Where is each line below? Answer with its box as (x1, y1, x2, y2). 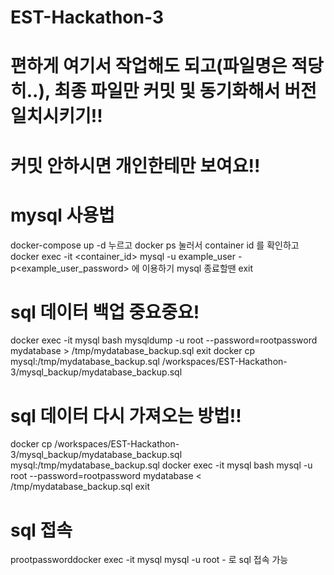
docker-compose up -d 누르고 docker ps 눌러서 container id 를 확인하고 (10, 239, 300, 251)
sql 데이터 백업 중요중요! (10, 301, 200, 323)
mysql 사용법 (10, 204, 115, 226)
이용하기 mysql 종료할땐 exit (141, 262, 254, 274)
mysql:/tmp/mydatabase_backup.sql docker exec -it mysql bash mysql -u (10, 459, 313, 471)
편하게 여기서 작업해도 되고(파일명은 (10, 55, 288, 78)
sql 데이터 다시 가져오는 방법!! (10, 404, 242, 427)
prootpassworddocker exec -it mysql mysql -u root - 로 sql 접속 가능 (10, 554, 289, 566)
